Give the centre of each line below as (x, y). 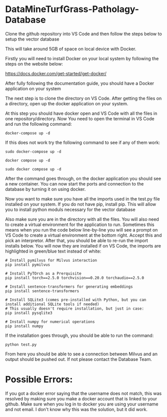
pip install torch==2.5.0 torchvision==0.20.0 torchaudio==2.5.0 (74, 278)
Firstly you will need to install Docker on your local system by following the (82, 58)
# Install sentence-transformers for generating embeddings (69, 287)
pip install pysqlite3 (29, 313)
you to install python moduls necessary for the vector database (70, 210)
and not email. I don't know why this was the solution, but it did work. (76, 409)
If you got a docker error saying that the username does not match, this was (83, 393)
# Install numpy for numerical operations (50, 322)
